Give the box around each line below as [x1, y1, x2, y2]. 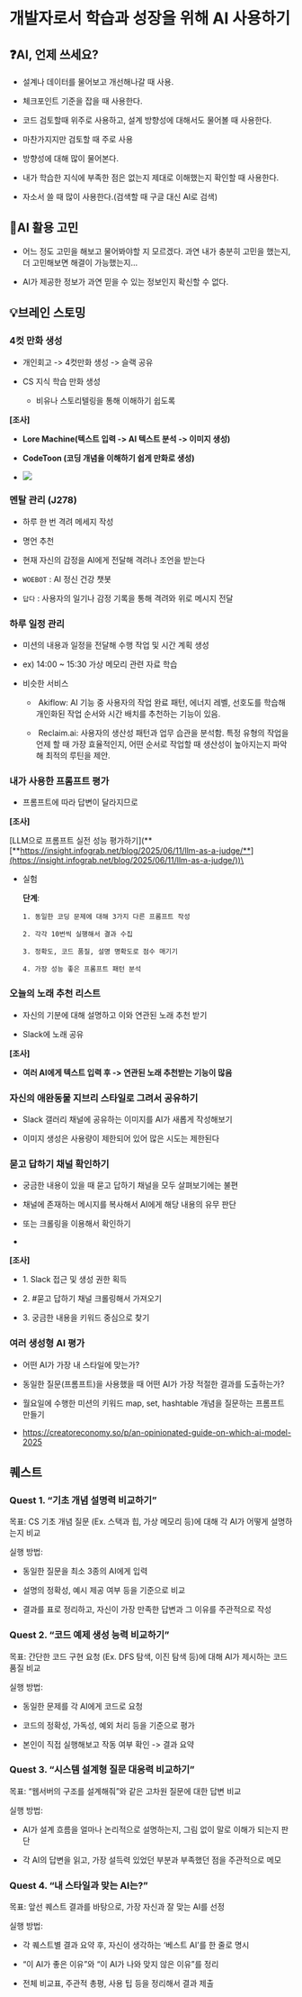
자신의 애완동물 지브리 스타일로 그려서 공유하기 [9, 1091, 199, 1104]
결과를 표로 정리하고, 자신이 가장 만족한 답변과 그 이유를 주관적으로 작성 [22, 1604, 272, 1615]
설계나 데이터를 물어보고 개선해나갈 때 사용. [22, 77, 174, 87]
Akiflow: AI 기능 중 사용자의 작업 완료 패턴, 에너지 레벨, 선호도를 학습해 [38, 698, 286, 708]
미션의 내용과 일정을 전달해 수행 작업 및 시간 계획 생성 [22, 640, 209, 651]
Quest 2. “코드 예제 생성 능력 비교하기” [9, 1628, 170, 1641]
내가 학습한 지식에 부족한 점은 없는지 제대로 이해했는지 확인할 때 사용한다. [22, 172, 280, 183]
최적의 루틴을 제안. [45, 750, 111, 761]
